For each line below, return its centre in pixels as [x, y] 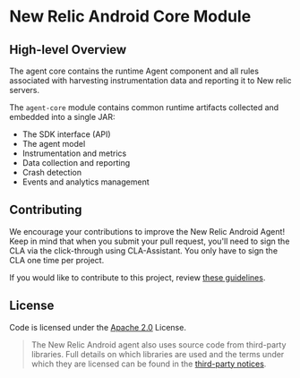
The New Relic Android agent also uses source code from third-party [159, 344]
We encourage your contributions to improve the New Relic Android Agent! [147, 231]
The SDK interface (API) [66, 134]
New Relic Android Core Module [130, 17]
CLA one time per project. [57, 260]
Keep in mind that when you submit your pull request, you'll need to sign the [150, 241]
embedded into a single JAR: [62, 117]
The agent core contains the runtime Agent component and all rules [134, 71]
